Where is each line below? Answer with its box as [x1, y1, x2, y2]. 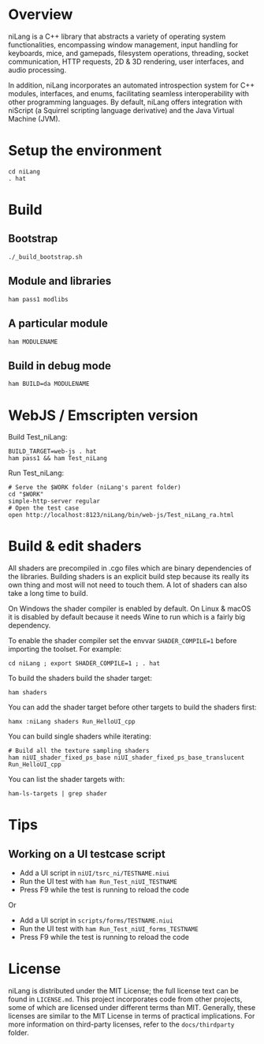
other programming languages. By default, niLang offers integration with [8, 97, 243, 107]
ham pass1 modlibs [8, 295, 69, 303]
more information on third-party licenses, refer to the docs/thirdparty [8, 1020, 235, 1029]
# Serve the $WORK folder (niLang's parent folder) [8, 484, 181, 492]
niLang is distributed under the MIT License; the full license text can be [8, 986, 239, 996]
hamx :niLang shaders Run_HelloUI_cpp [8, 718, 136, 726]
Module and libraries [8, 275, 112, 288]
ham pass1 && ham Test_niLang [8, 455, 108, 462]
